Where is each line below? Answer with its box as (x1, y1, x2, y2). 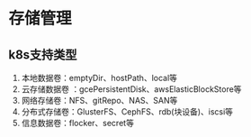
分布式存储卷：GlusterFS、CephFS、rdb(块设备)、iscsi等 (21, 106, 234, 117)
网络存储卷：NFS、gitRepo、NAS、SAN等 (21, 96, 178, 105)
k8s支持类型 (8, 47, 77, 62)
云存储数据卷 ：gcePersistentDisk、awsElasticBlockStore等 (21, 84, 242, 95)
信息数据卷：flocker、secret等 (21, 118, 134, 128)
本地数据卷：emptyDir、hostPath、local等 (21, 73, 177, 83)
